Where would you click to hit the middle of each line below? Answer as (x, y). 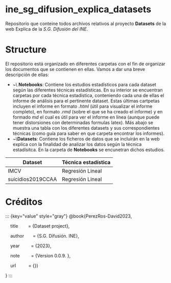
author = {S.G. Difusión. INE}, (45, 235)
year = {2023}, (31, 246)
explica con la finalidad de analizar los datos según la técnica (77, 144)
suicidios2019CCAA (32, 179)
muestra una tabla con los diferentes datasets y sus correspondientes (86, 128)
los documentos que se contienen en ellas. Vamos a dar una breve (75, 69)
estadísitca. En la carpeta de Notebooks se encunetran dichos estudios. (89, 150)
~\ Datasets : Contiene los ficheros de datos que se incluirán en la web (86, 138)
